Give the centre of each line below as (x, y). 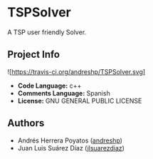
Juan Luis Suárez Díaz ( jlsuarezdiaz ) (71, 148)
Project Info (34, 55)
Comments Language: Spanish (64, 93)
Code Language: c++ (49, 86)
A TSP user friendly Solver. (47, 32)
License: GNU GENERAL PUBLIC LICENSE (80, 101)
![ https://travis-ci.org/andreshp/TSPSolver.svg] (76, 71)
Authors (26, 123)
